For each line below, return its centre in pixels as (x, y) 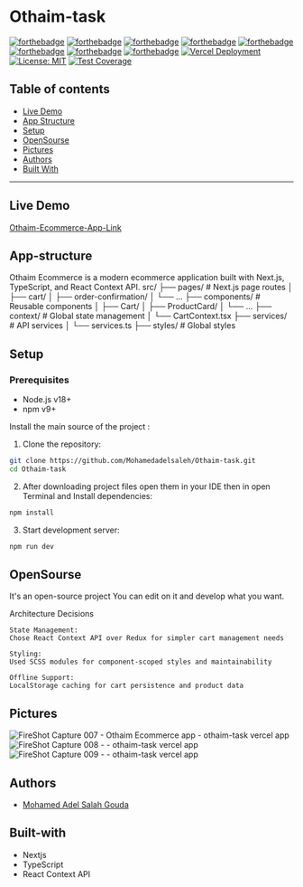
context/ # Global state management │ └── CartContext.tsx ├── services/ (148, 316)
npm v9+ (39, 410)
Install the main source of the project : (80, 427)
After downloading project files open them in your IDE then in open (146, 486)
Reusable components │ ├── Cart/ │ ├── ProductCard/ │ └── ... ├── (141, 307)
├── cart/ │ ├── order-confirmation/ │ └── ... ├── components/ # (135, 297)
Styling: (26, 654)
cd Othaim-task (38, 469)
